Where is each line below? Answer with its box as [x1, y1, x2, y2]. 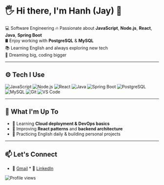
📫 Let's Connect [5, 150, 58, 158]
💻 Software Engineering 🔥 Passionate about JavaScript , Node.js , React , [5, 25, 152, 31]
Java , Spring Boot [5, 32, 42, 38]
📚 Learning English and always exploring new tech [5, 45, 108, 51]
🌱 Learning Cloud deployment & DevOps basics [12, 121, 110, 126]
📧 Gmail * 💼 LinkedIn [12, 165, 54, 171]
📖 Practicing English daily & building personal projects [12, 131, 121, 137]
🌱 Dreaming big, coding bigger [5, 52, 67, 58]
